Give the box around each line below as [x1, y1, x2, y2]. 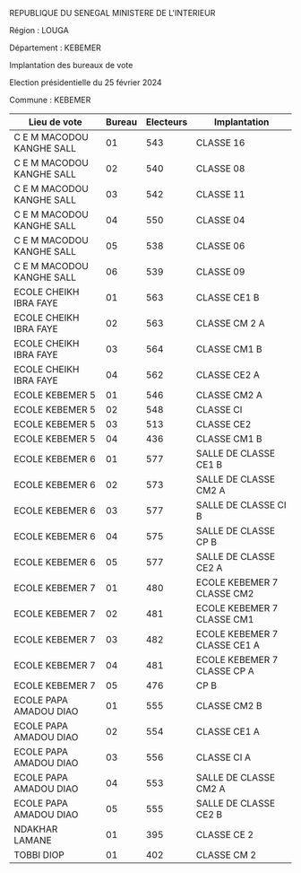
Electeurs [145, 116, 188, 128]
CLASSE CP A [195, 665, 255, 677]
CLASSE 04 [195, 214, 245, 226]
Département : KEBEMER [9, 42, 101, 53]
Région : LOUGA [9, 25, 69, 35]
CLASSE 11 [195, 188, 245, 200]
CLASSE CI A [195, 751, 252, 764]
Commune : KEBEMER [9, 94, 91, 105]
